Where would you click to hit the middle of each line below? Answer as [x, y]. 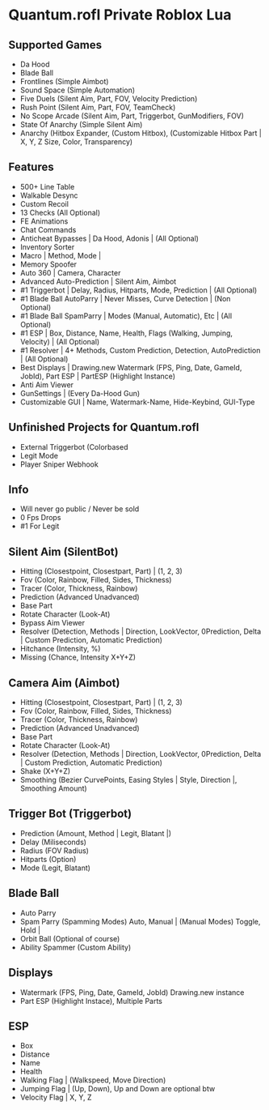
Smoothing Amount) [53, 788]
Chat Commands [48, 229]
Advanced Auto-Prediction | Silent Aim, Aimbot [98, 281]
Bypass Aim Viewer [53, 623]
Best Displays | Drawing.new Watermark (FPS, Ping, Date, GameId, [131, 367]
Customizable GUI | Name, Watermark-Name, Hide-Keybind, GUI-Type [137, 402]
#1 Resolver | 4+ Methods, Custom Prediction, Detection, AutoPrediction [140, 350]
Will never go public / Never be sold [80, 509]
